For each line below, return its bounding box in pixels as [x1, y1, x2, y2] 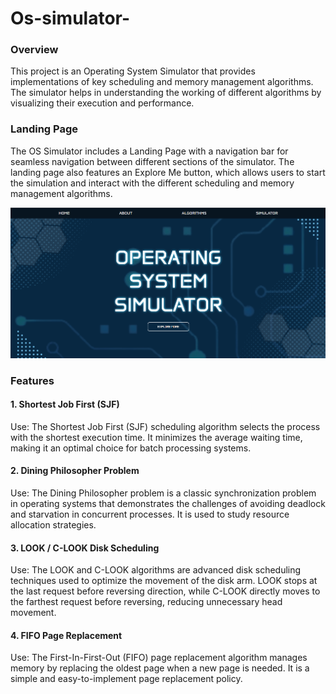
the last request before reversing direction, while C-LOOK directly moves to [10, 585, 321, 597]
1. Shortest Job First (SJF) [10, 398, 120, 411]
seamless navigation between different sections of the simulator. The [10, 155, 295, 167]
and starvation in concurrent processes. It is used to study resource [10, 508, 290, 521]
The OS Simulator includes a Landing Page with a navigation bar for [10, 145, 289, 157]
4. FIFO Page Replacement [10, 629, 123, 641]
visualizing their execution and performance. [10, 97, 195, 109]
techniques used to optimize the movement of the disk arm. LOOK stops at [10, 575, 318, 587]
